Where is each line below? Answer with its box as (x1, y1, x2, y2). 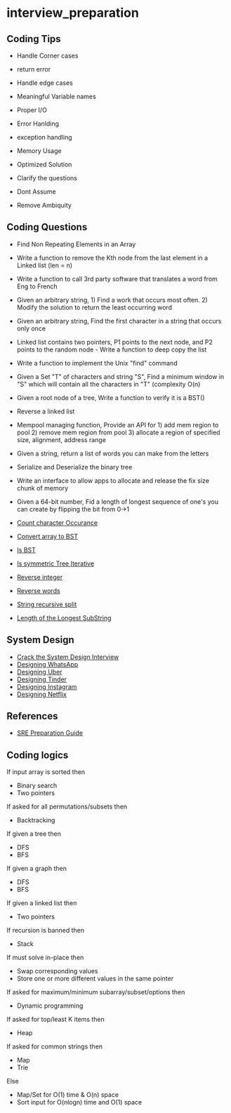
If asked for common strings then (6, 1042, 103, 1051)
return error (16, 65, 51, 73)
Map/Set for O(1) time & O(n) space (16, 1091, 119, 1099)
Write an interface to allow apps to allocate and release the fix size (16, 476, 210, 485)
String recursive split (16, 600, 77, 608)
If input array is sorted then (6, 768, 86, 776)
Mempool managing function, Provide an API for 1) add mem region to (16, 420, 219, 429)
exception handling (16, 133, 72, 141)
